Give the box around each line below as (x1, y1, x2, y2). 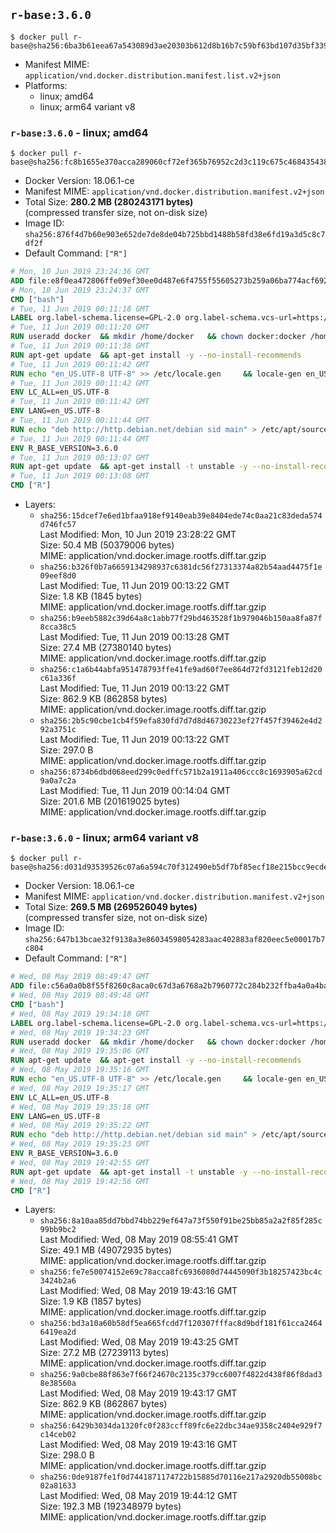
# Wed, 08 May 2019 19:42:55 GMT (10, 1157, 150, 1168)
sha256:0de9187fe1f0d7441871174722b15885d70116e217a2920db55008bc (39, 1472, 323, 1483)
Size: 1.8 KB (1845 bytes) (39, 590, 143, 603)
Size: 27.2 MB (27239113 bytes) (39, 1347, 170, 1359)
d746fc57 (39, 520, 77, 530)
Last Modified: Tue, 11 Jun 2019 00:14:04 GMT (39, 785, 231, 797)
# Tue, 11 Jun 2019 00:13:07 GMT (10, 452, 150, 463)
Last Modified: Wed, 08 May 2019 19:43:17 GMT (39, 1387, 238, 1399)
